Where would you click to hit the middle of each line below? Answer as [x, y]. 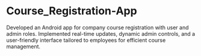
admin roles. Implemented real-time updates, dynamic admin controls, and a [101, 33]
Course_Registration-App [72, 11]
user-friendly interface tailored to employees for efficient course [86, 40]
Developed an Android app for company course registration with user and [97, 27]
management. [23, 46]
